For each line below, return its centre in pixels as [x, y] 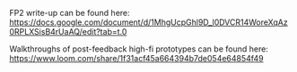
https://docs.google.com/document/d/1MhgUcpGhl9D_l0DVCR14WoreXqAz [149, 22]
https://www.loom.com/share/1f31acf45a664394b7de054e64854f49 [136, 58]
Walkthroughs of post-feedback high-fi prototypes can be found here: [139, 49]
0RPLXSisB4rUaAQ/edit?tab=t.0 [68, 32]
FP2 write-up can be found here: [70, 13]
